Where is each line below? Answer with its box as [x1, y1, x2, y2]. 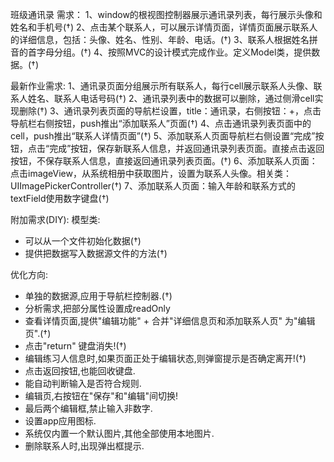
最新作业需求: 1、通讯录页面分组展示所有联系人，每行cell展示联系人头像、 [10, 80, 314, 92]
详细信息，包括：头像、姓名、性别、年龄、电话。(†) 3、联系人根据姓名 [18, 34, 310, 45]
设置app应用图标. [24, 415, 97, 427]
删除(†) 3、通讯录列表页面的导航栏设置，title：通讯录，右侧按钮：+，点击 [18, 105, 322, 117]
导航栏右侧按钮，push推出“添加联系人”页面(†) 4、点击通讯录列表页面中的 [10, 118, 312, 129]
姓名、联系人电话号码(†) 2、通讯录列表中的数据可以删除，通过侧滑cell [27, 93, 315, 104]
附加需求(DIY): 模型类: [10, 214, 101, 225]
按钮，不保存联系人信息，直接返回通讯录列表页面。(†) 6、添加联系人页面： [10, 155, 318, 167]
